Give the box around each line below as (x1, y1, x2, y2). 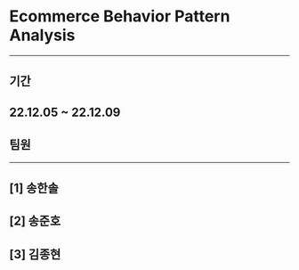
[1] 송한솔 (9, 180, 60, 195)
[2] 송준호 (9, 214, 61, 229)
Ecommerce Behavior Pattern (9, 6, 230, 27)
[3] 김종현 (9, 247, 61, 262)
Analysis (9, 25, 76, 45)
